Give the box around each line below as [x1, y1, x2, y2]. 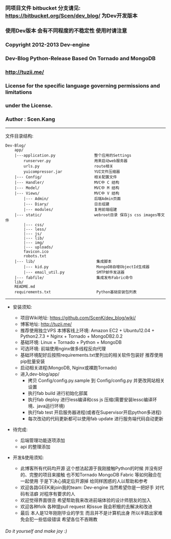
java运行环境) [37, 402, 65, 409]
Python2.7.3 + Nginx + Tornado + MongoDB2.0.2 [20, 333, 123, 339]
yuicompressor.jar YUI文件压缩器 [23, 169, 121, 174]
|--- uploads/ [23, 245, 53, 250]
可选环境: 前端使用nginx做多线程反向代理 [20, 345, 106, 352]
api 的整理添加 [20, 443, 51, 449]
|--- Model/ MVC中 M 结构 [14, 185, 120, 191]
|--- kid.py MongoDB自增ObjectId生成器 [23, 264, 150, 269]
